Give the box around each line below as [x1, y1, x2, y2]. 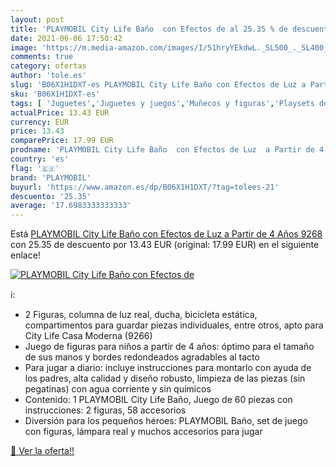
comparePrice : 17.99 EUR [10, 136, 114, 146]
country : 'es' [10, 154, 70, 164]
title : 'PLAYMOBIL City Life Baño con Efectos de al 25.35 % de [10, 24, 288, 34]
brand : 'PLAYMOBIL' [10, 172, 92, 183]
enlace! [10, 249, 41, 261]
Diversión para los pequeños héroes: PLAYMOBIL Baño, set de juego [24, 415, 308, 427]
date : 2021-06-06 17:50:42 [10, 33, 123, 43]
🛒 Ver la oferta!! [10, 445, 75, 457]
